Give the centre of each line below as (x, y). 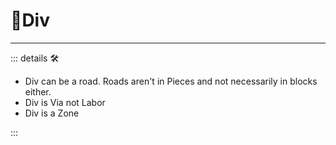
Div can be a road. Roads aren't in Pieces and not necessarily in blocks (171, 81)
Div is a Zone (52, 113)
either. (38, 91)
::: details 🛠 (35, 58)
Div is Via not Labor (65, 102)
